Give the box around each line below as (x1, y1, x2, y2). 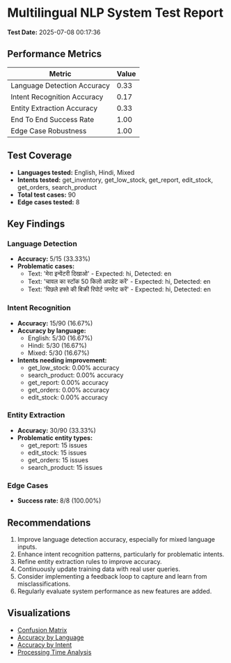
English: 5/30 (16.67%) (27, 333, 93, 342)
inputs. (17, 542, 38, 551)
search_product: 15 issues (27, 463, 103, 471)
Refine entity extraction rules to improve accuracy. (17, 557, 162, 565)
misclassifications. (17, 579, 71, 588)
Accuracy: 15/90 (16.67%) (17, 319, 93, 327)
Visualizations (7, 607, 71, 619)
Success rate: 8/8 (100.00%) (17, 496, 102, 505)
